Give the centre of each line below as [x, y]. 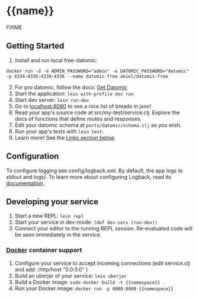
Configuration [33, 156]
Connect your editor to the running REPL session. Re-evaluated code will [103, 229]
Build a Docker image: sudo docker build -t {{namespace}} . [90, 282]
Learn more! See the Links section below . [65, 137]
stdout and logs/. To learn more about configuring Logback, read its [89, 177]
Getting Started [35, 46]
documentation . [25, 183]
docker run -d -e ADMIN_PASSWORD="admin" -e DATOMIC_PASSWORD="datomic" [98, 71]
